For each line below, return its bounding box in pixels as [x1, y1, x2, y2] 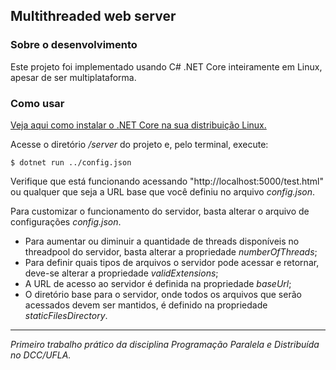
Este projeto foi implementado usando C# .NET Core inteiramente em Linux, [10, 60, 323, 73]
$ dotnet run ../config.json [10, 157, 132, 168]
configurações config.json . [10, 215, 122, 228]
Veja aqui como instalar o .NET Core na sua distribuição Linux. [10, 119, 267, 131]
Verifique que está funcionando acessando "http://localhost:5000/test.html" [10, 175, 325, 187]
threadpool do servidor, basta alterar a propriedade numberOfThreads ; [24, 245, 318, 258]
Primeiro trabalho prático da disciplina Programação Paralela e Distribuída [10, 338, 320, 350]
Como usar [10, 96, 65, 110]
